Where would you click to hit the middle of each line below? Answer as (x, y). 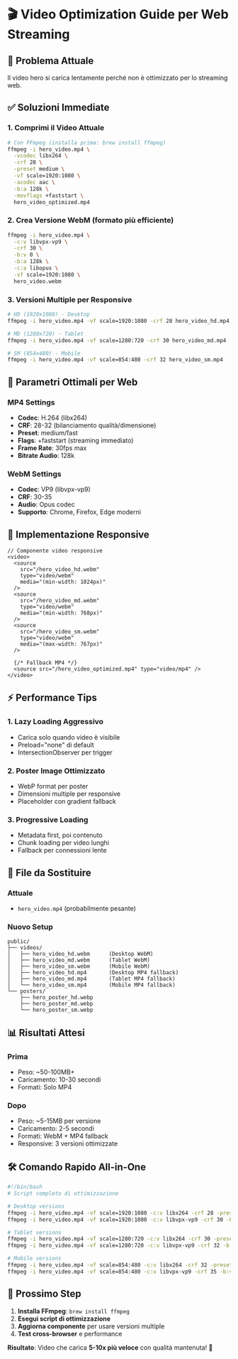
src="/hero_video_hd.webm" (60, 570)
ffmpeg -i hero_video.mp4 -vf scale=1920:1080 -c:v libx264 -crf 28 (110, 1213)
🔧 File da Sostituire (50, 873)
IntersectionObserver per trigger (65, 752)
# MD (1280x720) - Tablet (45, 334)
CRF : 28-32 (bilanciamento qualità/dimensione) (87, 425)
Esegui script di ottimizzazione (64, 1318)
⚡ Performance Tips (52, 698)
